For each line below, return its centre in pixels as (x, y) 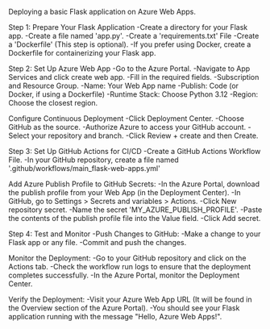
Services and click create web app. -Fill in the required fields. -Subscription (134, 77)
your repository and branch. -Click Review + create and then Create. (145, 135)
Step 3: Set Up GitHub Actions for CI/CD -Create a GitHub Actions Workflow (135, 151)
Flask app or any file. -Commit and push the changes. (98, 242)
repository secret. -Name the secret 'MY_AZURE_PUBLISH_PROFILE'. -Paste (135, 210)
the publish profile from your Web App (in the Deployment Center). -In (125, 192)
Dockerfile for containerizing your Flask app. (82, 53)
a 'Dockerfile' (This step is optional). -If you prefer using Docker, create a (130, 44)
